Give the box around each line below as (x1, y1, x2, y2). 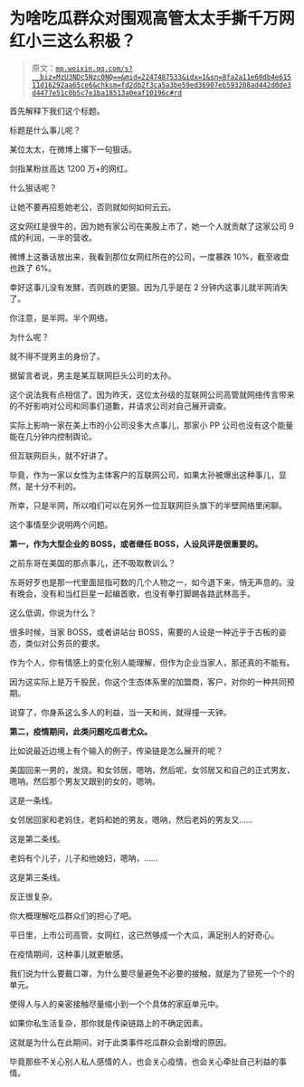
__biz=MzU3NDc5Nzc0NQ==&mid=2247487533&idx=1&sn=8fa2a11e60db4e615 (31, 72, 291, 81)
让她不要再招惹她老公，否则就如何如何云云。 (9, 201, 176, 213)
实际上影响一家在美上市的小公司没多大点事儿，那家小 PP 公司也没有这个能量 (9, 420, 294, 430)
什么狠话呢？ (9, 182, 57, 193)
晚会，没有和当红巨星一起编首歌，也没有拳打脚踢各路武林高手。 (16, 588, 255, 599)
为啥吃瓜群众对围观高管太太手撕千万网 (9, 8, 296, 29)
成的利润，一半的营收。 (9, 232, 97, 242)
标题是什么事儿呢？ (9, 124, 81, 136)
